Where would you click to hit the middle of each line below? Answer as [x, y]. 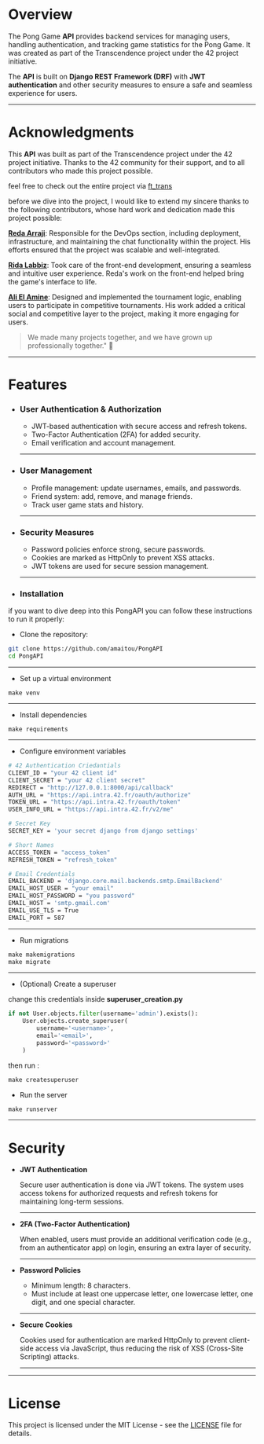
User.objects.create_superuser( [75, 1021]
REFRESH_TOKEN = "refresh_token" [63, 859]
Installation [42, 593]
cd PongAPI [26, 656]
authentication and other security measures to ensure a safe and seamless [130, 85]
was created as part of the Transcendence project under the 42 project [123, 53]
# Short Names [31, 845]
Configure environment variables [73, 751]
